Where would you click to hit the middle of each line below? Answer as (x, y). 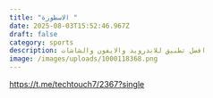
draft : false (34, 34)
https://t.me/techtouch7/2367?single (77, 84)
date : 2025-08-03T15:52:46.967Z (69, 26)
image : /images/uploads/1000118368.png (84, 59)
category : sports (42, 42)
